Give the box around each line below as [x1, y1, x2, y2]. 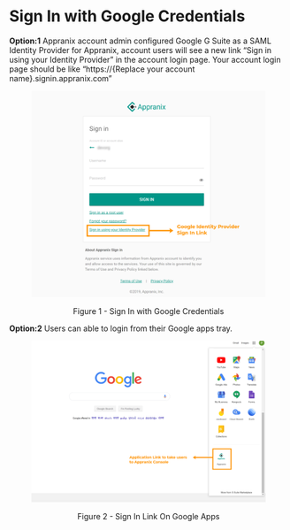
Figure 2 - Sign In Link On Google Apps [77, 511, 220, 521]
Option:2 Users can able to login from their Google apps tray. [9, 323, 233, 334]
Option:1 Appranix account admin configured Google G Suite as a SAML [9, 35, 272, 46]
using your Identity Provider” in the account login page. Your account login [9, 54, 281, 65]
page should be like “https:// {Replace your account [9, 64, 195, 74]
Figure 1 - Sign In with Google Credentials [72, 306, 225, 316]
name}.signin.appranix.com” [9, 73, 112, 83]
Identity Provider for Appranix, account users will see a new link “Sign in [9, 44, 272, 55]
